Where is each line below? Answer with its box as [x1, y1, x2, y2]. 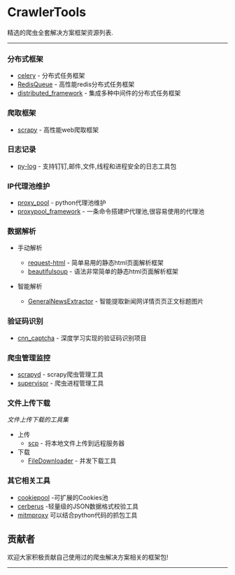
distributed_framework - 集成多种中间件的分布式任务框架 [17, 89, 181, 97]
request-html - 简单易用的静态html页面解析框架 [27, 259, 164, 267]
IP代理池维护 [7, 181, 50, 191]
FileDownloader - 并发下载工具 [27, 456, 117, 465]
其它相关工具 [7, 476, 51, 486]
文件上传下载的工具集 [7, 415, 69, 424]
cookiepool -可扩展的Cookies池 [17, 493, 108, 501]
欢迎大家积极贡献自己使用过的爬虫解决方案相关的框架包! [7, 553, 169, 562]
